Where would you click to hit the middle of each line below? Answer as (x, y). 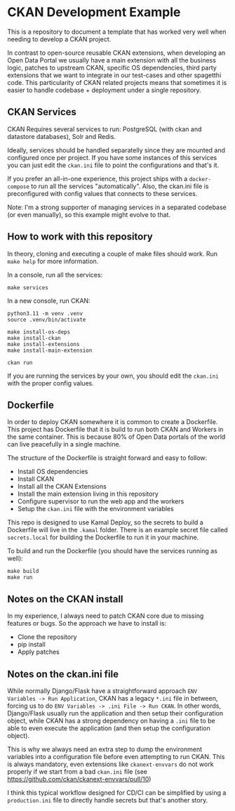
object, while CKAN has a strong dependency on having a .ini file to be (111, 721)
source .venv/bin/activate (47, 319)
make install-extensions (43, 344)
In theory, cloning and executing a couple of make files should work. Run (112, 253)
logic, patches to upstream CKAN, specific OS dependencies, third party (112, 67)
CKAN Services (42, 112)
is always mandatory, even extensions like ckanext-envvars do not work (110, 764)
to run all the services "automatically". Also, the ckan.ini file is (120, 186)
